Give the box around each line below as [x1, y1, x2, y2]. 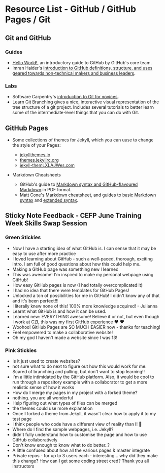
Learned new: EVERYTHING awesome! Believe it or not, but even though [12, 313, 160, 319]
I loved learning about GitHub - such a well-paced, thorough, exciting [12, 256, 153, 261]
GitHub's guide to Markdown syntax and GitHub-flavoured [19, 181, 138, 187]
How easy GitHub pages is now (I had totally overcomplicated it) [12, 282, 143, 288]
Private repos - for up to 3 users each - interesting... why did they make [12, 452, 158, 458]
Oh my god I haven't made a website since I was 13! [12, 335, 118, 341]
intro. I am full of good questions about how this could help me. [12, 261, 141, 267]
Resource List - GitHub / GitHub [5, 3, 136, 15]
